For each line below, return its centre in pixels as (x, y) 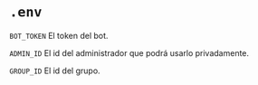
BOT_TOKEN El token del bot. (59, 35)
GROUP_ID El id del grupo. (55, 71)
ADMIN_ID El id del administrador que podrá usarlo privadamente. (129, 52)
